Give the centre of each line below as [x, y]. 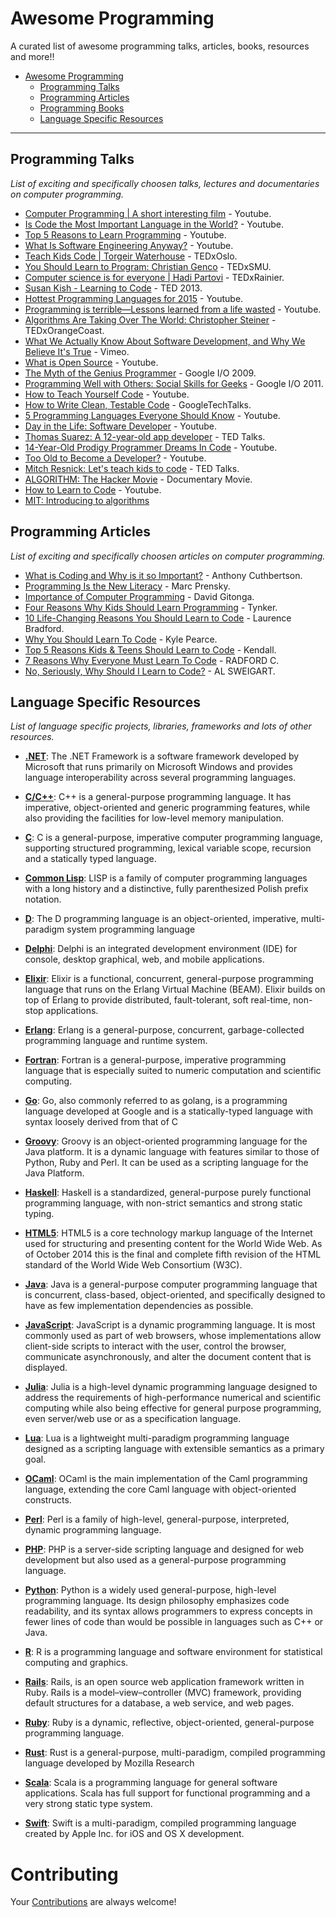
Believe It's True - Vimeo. [77, 351]
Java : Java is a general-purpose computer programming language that [171, 1284]
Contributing [64, 1874]
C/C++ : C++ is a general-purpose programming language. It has [158, 797]
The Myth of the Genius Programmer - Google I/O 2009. [140, 373]
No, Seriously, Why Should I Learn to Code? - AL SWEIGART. [150, 671]
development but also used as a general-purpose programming [155, 1560]
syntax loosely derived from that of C [101, 1122]
